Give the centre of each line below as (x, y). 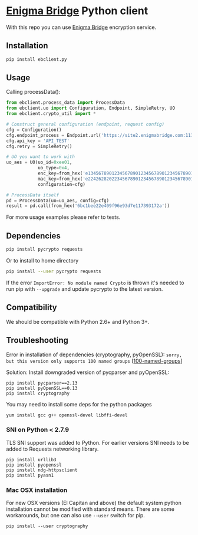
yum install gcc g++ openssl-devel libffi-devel (67, 415)
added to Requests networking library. (52, 449)
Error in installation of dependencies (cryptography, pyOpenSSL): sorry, (94, 355)
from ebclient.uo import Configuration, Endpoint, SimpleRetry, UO (91, 108)
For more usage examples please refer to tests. (63, 217)
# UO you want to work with (41, 157)
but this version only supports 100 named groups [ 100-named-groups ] (94, 360)
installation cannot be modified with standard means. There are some (90, 509)
